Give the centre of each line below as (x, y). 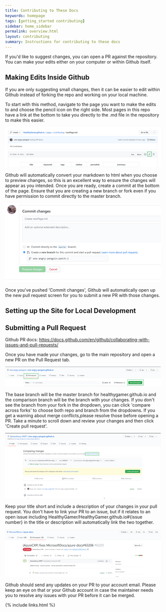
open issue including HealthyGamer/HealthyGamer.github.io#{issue (74, 517)
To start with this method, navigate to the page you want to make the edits (81, 104)
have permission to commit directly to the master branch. (63, 196)
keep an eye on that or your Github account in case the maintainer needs (79, 590)
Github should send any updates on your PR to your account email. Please (81, 585)
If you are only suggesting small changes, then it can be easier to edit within (83, 89)
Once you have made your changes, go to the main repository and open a (80, 355)
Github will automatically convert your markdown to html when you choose (81, 175)
